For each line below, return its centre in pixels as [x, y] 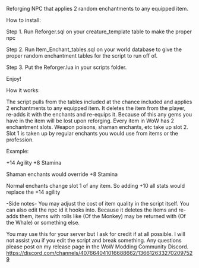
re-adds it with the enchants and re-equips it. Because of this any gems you [99, 114]
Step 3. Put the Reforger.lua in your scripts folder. [67, 67]
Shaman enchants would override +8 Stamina [62, 174]
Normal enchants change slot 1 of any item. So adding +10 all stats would [96, 186]
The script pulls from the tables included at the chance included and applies [99, 102]
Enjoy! [14, 79]
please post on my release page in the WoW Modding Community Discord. [97, 247]
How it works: [23, 90]
